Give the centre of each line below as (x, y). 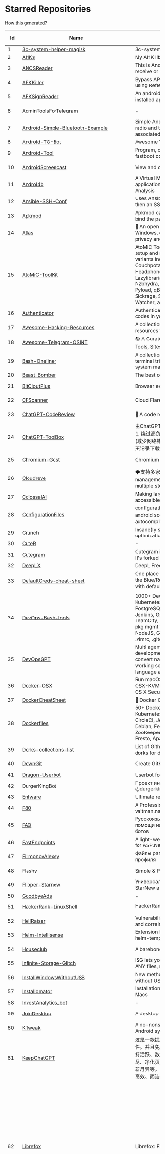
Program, (145, 150)
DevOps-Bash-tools (46, 618)
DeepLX (31, 565)
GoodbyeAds (37, 896)
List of (142, 746)
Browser (145, 386)
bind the (144, 219)
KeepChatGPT (38, 1058)
